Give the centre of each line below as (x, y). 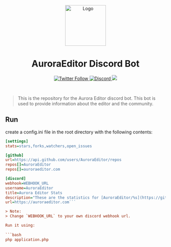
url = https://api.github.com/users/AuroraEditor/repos (64, 160)
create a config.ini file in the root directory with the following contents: (79, 132)
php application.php (27, 239)
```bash (13, 235)
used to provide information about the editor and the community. (85, 103)
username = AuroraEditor (29, 188)
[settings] (17, 141)
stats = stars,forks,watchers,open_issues (49, 146)
